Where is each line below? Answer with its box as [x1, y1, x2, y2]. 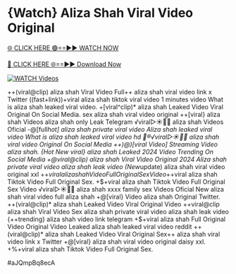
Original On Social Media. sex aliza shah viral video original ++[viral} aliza [7, 110, 221, 118]
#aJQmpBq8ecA [7, 259, 56, 267]
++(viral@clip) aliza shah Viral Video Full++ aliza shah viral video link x [7, 87, 213, 96]
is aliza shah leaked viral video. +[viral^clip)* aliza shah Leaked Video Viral [7, 102, 224, 111]
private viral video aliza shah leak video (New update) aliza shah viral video [7, 162, 225, 170]
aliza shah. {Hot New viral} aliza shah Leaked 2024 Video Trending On [7, 147, 213, 156]
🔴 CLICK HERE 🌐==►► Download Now [7, 60, 122, 68]
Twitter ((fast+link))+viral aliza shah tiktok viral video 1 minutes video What [7, 95, 224, 104]
